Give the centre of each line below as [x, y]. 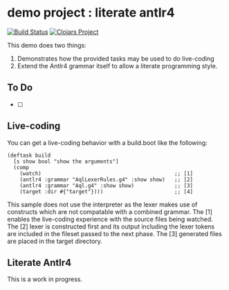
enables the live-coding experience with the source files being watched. [110, 219]
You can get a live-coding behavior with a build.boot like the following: [107, 142]
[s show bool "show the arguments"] [66, 161]
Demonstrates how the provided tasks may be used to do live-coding [116, 58]
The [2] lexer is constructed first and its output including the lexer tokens [111, 226]
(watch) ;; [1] [107, 173]
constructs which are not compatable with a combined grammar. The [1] [110, 211]
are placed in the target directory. [55, 241]
